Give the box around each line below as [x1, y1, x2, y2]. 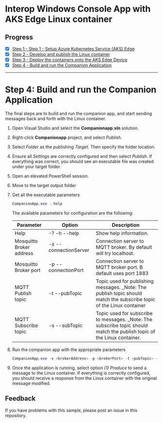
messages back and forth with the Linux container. [5, 116, 106, 122]
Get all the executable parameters [12, 192, 80, 198]
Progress [5, 33, 33, 41]
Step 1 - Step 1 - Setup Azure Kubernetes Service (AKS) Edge [12, 46, 135, 51]
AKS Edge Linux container [5, 14, 113, 25]
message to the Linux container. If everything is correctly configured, [12, 370, 150, 376]
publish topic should [96, 290, 142, 297]
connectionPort [48, 267, 84, 274]
